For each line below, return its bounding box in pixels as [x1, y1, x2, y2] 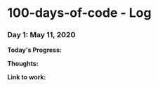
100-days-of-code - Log [7, 5, 152, 21]
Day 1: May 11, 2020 [7, 30, 76, 40]
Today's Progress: [7, 46, 62, 54]
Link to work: [7, 73, 46, 81]
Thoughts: [7, 60, 39, 68]
